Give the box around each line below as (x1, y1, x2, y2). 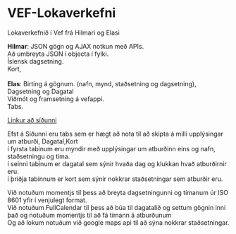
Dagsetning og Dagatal (7, 87, 74, 95)
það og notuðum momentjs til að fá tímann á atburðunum (7, 211, 172, 219)
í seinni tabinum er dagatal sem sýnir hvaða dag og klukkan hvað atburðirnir (7, 159, 227, 168)
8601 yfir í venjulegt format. (7, 196, 87, 204)
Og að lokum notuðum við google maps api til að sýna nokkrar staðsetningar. (7, 218, 230, 227)
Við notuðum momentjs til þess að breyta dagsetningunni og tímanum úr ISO (7, 188, 229, 197)
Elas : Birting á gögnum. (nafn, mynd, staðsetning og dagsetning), (7, 79, 197, 88)
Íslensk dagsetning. (7, 57, 64, 65)
